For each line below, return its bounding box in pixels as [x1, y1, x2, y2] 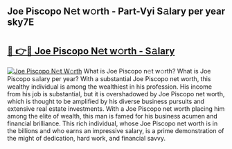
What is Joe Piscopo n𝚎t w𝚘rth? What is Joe [83, 67, 211, 75]
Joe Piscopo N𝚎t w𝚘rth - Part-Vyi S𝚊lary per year [7, 6, 226, 17]
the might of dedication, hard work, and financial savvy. [7, 134, 166, 142]
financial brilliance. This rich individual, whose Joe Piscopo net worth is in [7, 119, 218, 128]
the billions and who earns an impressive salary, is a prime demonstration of [7, 127, 224, 134]
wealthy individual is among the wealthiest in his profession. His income [7, 82, 213, 91]
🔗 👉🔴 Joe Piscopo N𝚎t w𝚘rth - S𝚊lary [7, 45, 175, 57]
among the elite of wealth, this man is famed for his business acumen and [7, 112, 218, 120]
